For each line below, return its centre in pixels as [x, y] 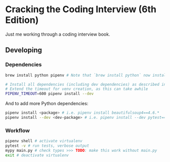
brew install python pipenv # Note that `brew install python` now [78, 75]
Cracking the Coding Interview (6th [81, 9]
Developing [24, 50]
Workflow [18, 131]
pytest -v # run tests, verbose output [47, 146]
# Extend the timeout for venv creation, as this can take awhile [77, 89]
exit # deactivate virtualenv [37, 155]
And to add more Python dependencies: [47, 104]
